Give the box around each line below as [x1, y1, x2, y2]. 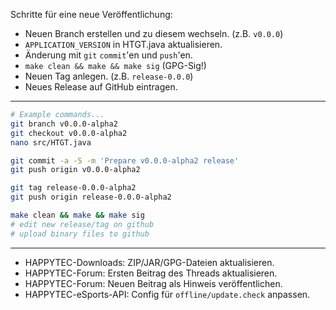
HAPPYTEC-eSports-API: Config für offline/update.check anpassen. [24, 288, 311, 300]
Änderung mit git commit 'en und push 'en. [24, 49, 193, 61]
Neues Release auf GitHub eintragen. [24, 81, 178, 93]
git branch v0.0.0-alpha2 [10, 119, 118, 129]
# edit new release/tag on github [10, 219, 155, 229]
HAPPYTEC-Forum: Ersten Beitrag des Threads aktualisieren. [24, 267, 278, 279]
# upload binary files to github [10, 229, 150, 239]
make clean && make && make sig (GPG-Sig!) [24, 60, 207, 71]
